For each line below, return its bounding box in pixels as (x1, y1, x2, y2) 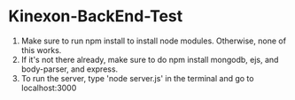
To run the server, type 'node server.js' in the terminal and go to (20, 73, 254, 83)
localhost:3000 (20, 82, 77, 93)
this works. (20, 44, 62, 55)
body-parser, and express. (20, 64, 119, 74)
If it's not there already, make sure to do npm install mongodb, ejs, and (20, 54, 279, 65)
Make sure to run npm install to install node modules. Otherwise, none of (20, 35, 287, 46)
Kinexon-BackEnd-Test (8, 6, 183, 27)
